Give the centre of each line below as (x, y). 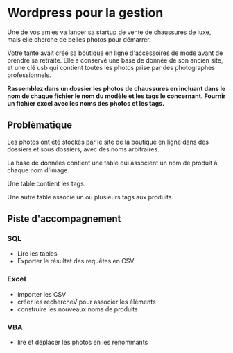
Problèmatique (40, 125)
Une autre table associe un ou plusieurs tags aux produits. (90, 197)
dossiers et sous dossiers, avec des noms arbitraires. (83, 149)
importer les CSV (42, 294)
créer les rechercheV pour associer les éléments (86, 302)
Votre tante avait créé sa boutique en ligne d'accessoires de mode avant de (115, 53)
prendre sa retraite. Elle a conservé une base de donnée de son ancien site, (115, 60)
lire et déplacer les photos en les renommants (83, 343)
